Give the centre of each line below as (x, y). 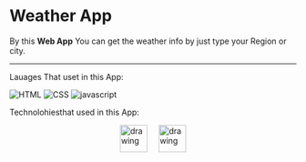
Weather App (61, 16)
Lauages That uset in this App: (67, 76)
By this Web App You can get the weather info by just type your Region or (148, 41)
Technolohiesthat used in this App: (74, 112)
